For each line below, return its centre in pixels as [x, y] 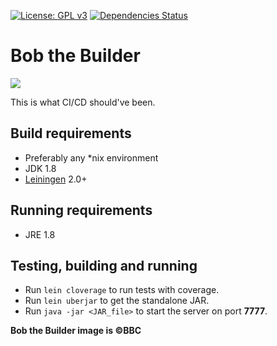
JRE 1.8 [40, 234]
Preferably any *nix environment [91, 157]
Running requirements [81, 210]
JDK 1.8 [40, 168]
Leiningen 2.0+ [56, 179]
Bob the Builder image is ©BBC [76, 331]
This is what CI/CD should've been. [83, 102]
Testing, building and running [104, 265]
